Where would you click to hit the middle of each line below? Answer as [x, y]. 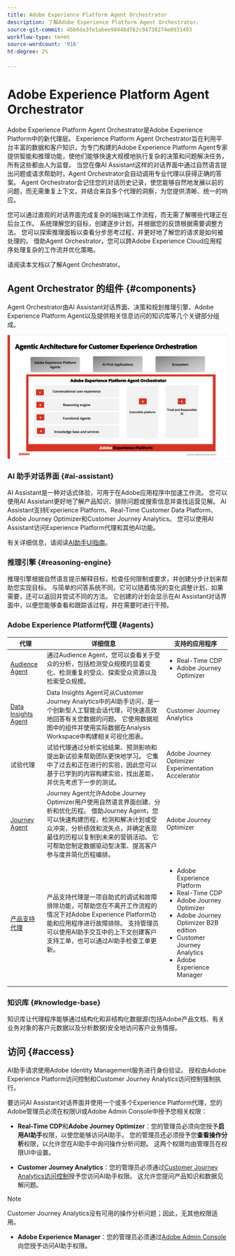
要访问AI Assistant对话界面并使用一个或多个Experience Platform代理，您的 [115, 1102]
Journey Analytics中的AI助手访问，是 [100, 701]
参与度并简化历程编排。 [80, 854]
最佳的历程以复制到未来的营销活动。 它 [102, 837]
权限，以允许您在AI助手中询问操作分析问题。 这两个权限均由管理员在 [122, 1143]
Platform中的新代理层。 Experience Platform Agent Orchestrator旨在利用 [112, 138]
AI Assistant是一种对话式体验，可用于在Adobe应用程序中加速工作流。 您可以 [117, 492]
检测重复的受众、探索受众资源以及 [108, 673]
